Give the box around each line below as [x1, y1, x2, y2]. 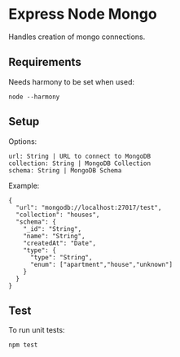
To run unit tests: [8, 325, 65, 335]
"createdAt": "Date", [23, 239, 96, 247]
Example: [8, 181, 40, 190]
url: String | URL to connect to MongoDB [8, 152, 151, 160]
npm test [8, 341, 38, 350]
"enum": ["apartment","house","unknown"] [29, 260, 173, 268]
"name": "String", [23, 232, 86, 240]
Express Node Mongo [8, 5, 157, 24]
